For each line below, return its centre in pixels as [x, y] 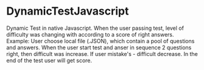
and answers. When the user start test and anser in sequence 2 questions [99, 47]
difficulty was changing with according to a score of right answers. [90, 34]
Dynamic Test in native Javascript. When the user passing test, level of [95, 28]
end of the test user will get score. [49, 60]
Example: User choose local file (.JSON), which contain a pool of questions [100, 41]
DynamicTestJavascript [68, 11]
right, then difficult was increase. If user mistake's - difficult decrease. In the [102, 54]
